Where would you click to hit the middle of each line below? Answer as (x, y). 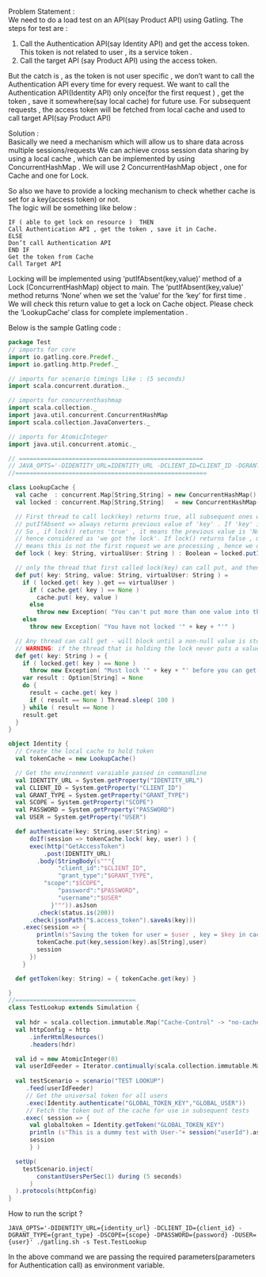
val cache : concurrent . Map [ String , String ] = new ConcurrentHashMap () (136, 495)
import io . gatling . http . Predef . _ (63, 364)
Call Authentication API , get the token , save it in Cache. (113, 229)
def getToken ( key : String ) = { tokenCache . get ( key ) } (106, 979)
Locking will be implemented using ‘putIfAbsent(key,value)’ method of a (125, 278)
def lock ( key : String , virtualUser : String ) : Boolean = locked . (131, 554)
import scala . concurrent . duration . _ (68, 386)
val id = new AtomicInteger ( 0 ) (67, 1059)
